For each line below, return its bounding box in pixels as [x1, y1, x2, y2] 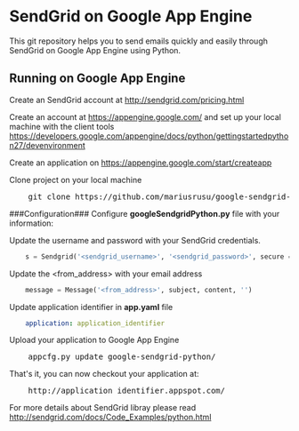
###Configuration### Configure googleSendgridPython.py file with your [9, 208, 280, 219]
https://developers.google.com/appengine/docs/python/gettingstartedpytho [9, 131, 289, 141]
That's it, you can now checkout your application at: [9, 369, 199, 379]
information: [9, 218, 54, 228]
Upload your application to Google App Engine [9, 335, 180, 346]
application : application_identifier [25, 318, 166, 328]
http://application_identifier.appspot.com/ [28, 386, 225, 396]
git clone [28, 191, 71, 202]
